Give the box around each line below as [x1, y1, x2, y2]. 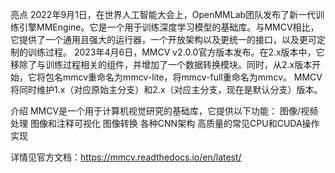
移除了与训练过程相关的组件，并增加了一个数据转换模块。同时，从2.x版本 [10, 59, 313, 70]
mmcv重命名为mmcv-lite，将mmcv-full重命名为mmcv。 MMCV [62, 71, 323, 83]
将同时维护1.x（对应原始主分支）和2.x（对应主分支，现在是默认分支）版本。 [10, 84, 323, 95]
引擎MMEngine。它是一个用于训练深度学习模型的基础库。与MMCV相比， [18, 21, 320, 33]
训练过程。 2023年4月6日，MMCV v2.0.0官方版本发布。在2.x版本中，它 [27, 46, 325, 58]
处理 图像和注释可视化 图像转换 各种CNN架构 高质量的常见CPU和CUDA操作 [10, 118, 320, 129]
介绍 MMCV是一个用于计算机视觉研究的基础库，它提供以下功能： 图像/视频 [10, 105, 319, 117]
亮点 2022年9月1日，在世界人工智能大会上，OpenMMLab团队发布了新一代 [10, 9, 317, 20]
